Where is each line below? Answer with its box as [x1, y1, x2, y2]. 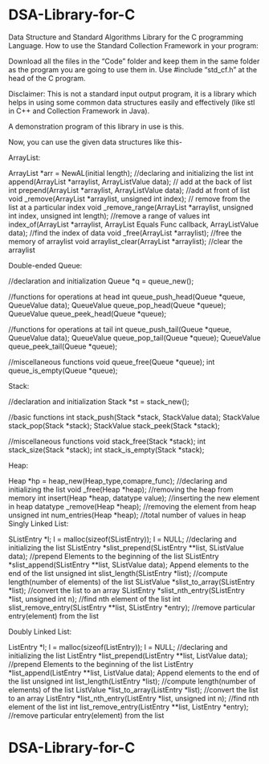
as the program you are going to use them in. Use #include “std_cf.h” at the [8, 64, 258, 74]
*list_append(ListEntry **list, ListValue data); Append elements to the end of [8, 668, 259, 677]
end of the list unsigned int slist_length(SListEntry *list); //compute [8, 568, 228, 578]
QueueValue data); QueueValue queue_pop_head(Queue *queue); [8, 300, 226, 310]
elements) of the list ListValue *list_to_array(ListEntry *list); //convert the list [8, 684, 259, 694]
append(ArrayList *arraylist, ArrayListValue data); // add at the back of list [8, 177, 252, 186]
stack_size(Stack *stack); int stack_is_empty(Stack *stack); [8, 444, 205, 455]
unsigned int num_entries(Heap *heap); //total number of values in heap [8, 510, 247, 520]
